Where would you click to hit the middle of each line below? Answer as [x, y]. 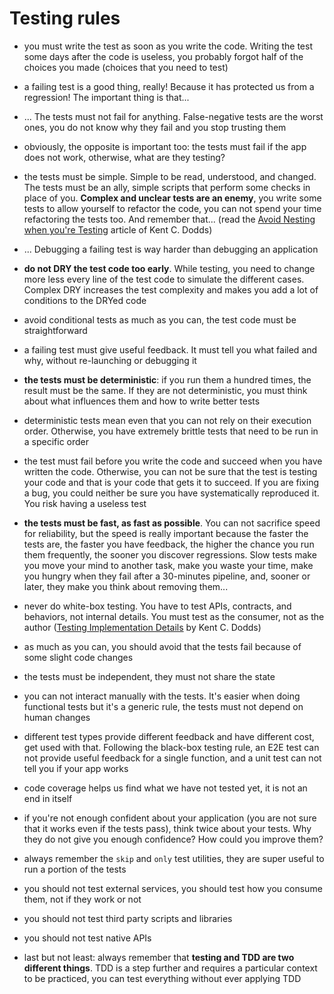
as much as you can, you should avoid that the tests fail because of [162, 646]
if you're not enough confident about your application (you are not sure [170, 818]
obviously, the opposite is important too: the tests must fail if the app [165, 146]
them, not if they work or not [82, 899]
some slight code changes [78, 657]
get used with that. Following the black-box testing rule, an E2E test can [171, 747]
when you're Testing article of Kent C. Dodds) [118, 229]
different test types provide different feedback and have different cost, [169, 736]
